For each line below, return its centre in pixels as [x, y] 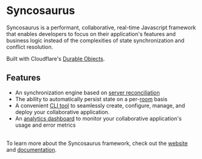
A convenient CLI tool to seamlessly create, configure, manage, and [100, 105]
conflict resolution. [30, 47]
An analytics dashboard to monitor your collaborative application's [98, 118]
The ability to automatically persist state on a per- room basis [91, 99]
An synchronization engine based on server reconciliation [87, 93]
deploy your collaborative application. [62, 112]
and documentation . [31, 149]
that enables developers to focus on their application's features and [91, 34]
